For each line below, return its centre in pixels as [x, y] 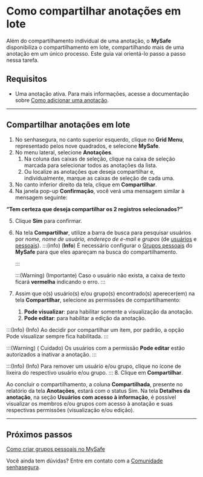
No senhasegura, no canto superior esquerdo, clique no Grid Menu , [99, 139]
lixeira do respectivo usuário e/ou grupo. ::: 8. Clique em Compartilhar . [95, 372]
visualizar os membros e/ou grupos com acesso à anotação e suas [90, 403]
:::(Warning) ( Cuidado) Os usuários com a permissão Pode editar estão [96, 348]
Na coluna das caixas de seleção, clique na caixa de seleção [99, 159]
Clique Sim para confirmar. [49, 221]
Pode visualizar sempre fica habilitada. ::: [57, 336]
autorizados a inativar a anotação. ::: [52, 354]
